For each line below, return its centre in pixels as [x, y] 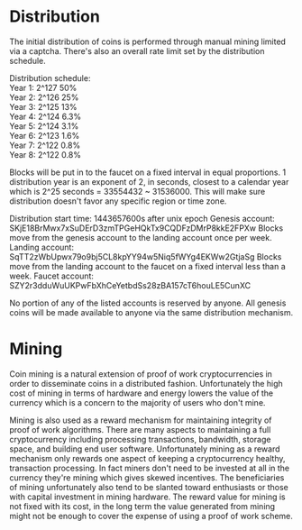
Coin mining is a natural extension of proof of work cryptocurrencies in [141, 374]
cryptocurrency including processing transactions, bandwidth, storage [140, 439]
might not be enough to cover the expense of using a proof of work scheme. [151, 516]
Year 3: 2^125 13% [44, 106]
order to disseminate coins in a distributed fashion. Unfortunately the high [146, 383]
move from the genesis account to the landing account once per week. [141, 237]
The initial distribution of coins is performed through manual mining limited [148, 41]
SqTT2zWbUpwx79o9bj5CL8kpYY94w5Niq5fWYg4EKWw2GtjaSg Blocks [146, 256]
